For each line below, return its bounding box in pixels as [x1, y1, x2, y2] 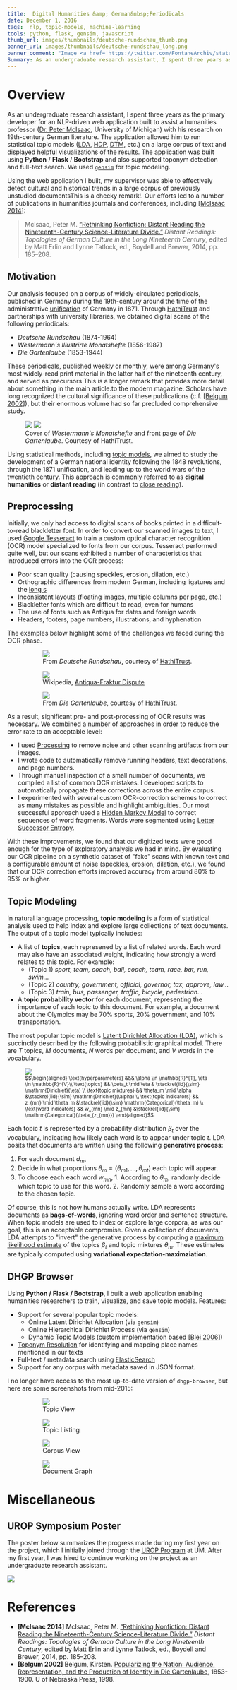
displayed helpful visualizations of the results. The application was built [7, 148, 215, 156]
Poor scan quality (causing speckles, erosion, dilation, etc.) [17, 570, 190, 579]
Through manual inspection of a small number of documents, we [17, 771, 206, 780]
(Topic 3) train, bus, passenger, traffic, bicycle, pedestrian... [28, 988, 203, 996]
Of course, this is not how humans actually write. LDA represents [7, 1203, 196, 1212]
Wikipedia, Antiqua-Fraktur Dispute [42, 678, 145, 686]
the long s [17, 585, 47, 594]
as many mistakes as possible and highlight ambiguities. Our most [17, 801, 209, 809]
